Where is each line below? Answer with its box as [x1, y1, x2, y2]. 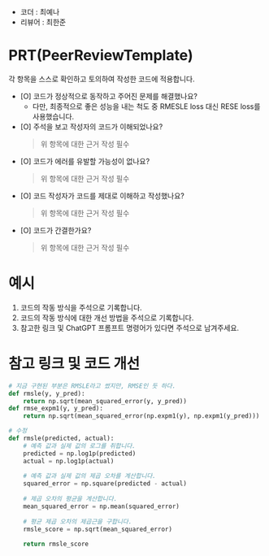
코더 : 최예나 [20, 7, 60, 16]
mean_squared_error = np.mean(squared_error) [23, 502, 180, 510]
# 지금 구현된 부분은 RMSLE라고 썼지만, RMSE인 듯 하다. [8, 381, 176, 390]
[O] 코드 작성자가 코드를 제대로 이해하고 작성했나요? [20, 190, 184, 201]
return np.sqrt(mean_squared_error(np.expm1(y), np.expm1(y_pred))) [23, 412, 260, 420]
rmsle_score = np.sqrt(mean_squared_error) [23, 525, 173, 533]
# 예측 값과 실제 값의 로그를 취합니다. [23, 441, 137, 450]
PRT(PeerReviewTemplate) [8, 46, 193, 65]
